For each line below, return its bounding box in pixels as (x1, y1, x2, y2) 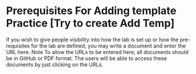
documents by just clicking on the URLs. (6, 60, 104, 68)
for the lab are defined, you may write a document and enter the (31, 42, 186, 49)
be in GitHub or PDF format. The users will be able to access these (6, 55, 167, 62)
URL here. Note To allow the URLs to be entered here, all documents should (6, 48, 189, 55)
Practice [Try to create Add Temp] (6, 16, 175, 30)
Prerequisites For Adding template (6, 4, 177, 18)
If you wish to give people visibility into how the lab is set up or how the (6, 36, 179, 43)
